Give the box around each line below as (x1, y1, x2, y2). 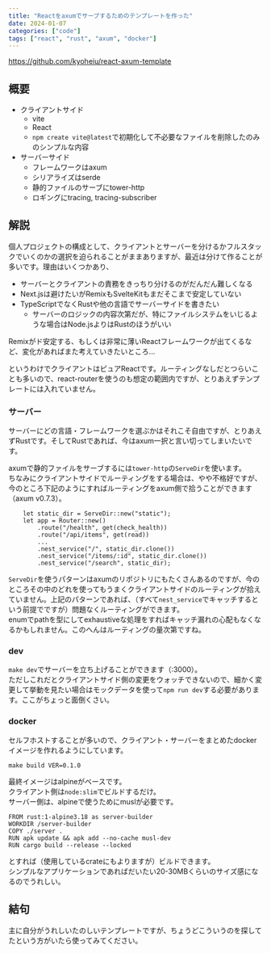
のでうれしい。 (15, 876, 65, 886)
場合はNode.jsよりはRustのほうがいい (46, 319, 172, 329)
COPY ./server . (8, 827, 63, 835)
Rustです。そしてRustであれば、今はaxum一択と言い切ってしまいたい (15, 436, 246, 446)
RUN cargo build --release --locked (8, 841, 131, 849)
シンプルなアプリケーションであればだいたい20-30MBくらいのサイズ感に (8, 866, 252, 876)
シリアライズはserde (31, 173, 101, 183)
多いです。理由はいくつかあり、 (8, 262, 114, 271)
